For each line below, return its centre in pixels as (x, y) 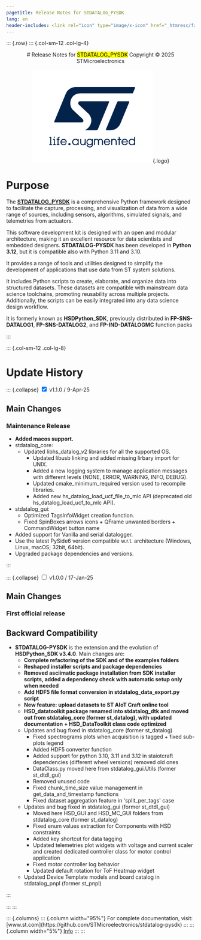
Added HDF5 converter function (72, 750)
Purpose (28, 185)
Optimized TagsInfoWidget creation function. (79, 515)
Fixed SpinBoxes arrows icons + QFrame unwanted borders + (100, 522)
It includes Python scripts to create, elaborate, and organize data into (91, 282)
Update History (45, 372)
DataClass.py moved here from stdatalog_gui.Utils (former (104, 769)
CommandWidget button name (62, 528)
